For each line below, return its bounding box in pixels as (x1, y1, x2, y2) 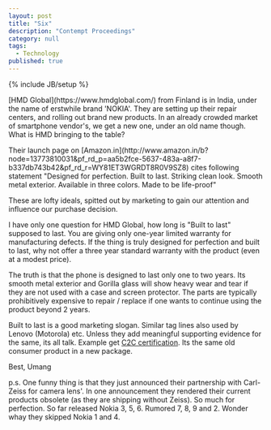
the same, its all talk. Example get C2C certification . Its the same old (8, 338, 235, 347)
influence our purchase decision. (8, 204, 119, 213)
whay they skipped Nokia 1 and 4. (8, 411, 121, 422)
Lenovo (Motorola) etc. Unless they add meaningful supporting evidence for (8, 329, 262, 338)
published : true (8, 58, 63, 66)
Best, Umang (8, 362, 52, 372)
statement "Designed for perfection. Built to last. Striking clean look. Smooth (8, 171, 263, 181)
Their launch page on (8, 145, 80, 155)
